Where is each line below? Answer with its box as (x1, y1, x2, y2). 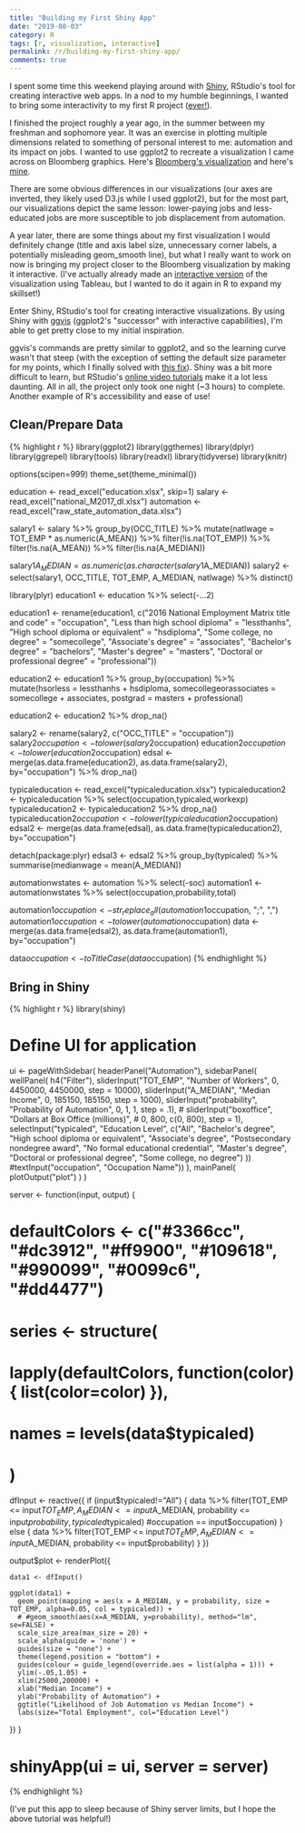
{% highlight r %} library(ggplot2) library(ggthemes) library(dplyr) (9, 441, 255, 452)
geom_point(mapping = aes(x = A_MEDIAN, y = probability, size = (17, 1597, 271, 1606)
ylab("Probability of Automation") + (17, 1692, 161, 1701)
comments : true (9, 55, 67, 65)
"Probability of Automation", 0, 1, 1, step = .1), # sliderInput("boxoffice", (9, 1104, 273, 1115)
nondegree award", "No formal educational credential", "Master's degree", (9, 1143, 288, 1154)
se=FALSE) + (9, 1620, 54, 1630)
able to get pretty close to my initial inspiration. (9, 325, 184, 336)
